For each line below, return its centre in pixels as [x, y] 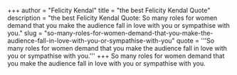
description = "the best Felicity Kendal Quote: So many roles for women [112, 18]
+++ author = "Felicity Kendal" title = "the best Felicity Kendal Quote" [109, 10]
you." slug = [25, 33]
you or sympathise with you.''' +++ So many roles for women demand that [116, 56]
